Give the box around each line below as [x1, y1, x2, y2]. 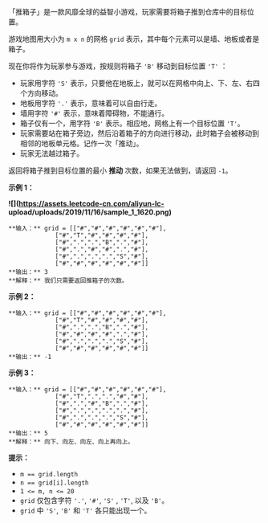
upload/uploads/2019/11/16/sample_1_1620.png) [8, 207, 173, 217]
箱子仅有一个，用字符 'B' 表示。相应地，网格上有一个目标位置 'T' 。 [19, 119, 245, 128]
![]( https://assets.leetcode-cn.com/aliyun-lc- [8, 199, 164, 208]
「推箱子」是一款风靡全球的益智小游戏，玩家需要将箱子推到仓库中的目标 [8, 7, 247, 16]
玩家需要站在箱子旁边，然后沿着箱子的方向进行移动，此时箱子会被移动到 [19, 129, 259, 138]
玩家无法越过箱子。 [19, 149, 84, 158]
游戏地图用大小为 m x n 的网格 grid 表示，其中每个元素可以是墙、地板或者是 [8, 35, 260, 43]
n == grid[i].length [19, 479, 89, 487]
